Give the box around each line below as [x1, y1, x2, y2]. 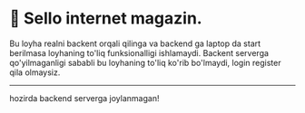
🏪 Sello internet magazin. [9, 8, 202, 29]
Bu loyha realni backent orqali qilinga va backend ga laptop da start [9, 38, 261, 49]
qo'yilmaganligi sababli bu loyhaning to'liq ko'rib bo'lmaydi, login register [9, 57, 281, 68]
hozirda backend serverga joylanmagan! [9, 92, 160, 103]
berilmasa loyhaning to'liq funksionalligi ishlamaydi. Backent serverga [9, 47, 270, 58]
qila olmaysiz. [9, 67, 61, 78]
